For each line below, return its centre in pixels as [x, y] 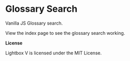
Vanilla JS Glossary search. [34, 23]
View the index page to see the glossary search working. [65, 33]
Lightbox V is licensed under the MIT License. [53, 53]
